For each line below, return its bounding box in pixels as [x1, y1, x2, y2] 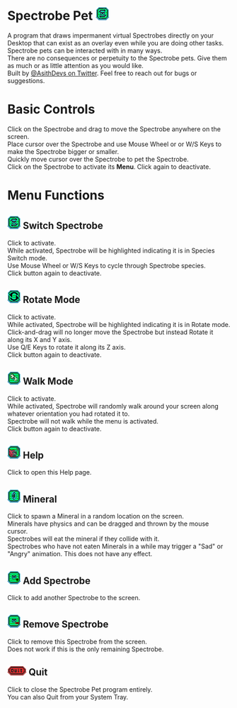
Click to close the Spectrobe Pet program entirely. [7, 685, 153, 694]
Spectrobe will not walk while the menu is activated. [7, 416, 159, 425]
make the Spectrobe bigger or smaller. [7, 147, 119, 155]
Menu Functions [7, 187, 105, 204]
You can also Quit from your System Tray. [7, 692, 129, 701]
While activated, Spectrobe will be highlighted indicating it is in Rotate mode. [7, 320, 231, 328]
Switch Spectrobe [22, 220, 104, 232]
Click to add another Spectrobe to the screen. [7, 593, 141, 602]
